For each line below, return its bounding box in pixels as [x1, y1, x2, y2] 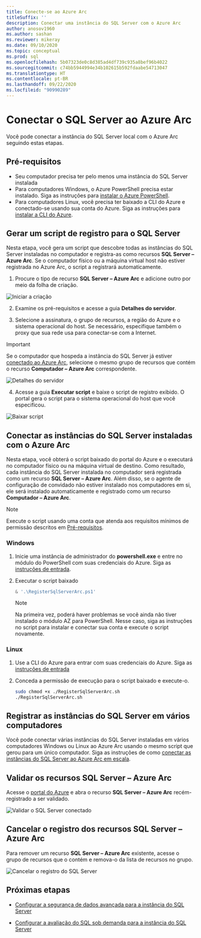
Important [6, 341, 31, 348]
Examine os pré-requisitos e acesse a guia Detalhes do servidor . [14, 305, 176, 312]
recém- [173, 789, 192, 796]
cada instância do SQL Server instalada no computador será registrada [6, 468, 182, 476]
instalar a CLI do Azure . [14, 211, 73, 218]
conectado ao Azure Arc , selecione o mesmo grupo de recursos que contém [6, 359, 196, 366]
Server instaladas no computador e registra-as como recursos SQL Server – [6, 251, 195, 258]
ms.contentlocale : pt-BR [6, 76, 68, 82]
